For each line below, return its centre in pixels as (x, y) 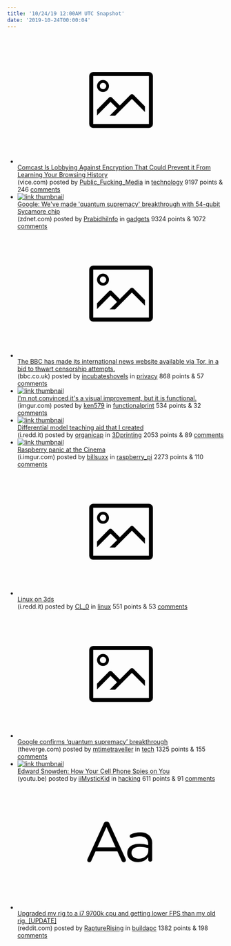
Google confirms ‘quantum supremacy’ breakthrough (92, 741)
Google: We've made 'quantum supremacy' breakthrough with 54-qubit (119, 204)
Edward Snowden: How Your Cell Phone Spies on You (93, 771)
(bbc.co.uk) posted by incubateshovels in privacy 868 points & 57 (111, 376)
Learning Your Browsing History (62, 175)
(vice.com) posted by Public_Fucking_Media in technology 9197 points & (120, 182)
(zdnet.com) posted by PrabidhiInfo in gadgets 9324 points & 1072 (111, 219)
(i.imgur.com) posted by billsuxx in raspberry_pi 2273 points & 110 (110, 456)
